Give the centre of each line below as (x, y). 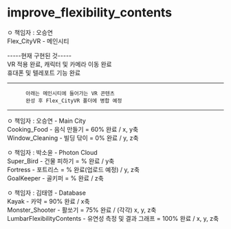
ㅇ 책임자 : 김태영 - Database (46, 193)
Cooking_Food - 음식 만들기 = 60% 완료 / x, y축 (73, 129)
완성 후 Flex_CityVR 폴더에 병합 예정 (74, 101)
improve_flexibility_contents (90, 13)
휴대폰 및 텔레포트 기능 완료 (44, 73)
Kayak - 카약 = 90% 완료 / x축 (49, 201)
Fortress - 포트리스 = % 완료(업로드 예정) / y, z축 (73, 169)
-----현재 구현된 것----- (40, 56)
